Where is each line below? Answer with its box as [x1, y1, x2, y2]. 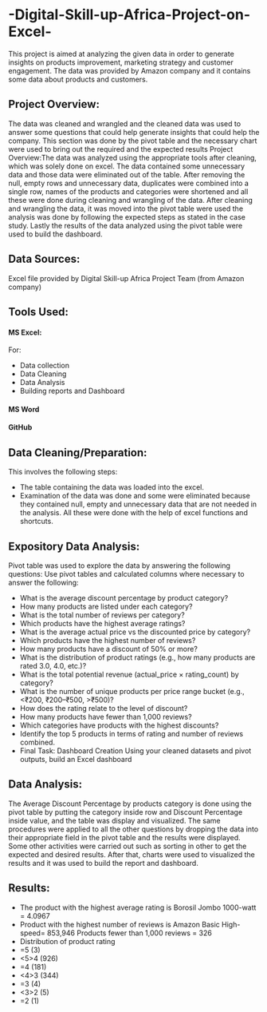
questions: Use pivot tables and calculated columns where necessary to [8, 569, 245, 578]
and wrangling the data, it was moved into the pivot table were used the [8, 204, 244, 213]
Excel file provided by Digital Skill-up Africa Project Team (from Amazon [8, 273, 245, 283]
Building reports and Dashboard [19, 386, 125, 396]
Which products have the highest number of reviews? [19, 635, 196, 645]
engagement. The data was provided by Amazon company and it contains [8, 65, 251, 75]
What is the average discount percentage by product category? [19, 593, 229, 602]
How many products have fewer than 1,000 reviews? [19, 712, 193, 721]
